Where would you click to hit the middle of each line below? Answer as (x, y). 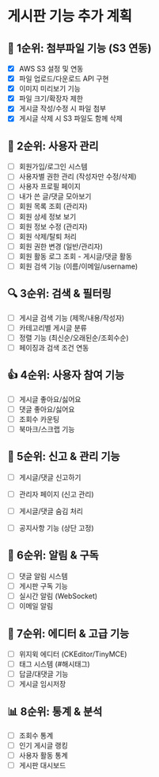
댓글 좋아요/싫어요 (47, 409)
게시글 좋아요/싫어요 (50, 399)
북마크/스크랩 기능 (47, 429)
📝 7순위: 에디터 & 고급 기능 (68, 634)
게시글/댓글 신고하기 (50, 477)
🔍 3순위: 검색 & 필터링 (60, 294)
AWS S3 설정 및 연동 (51, 69)
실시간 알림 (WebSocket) (58, 596)
